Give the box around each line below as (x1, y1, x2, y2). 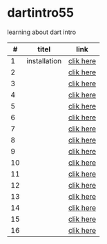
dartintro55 (7, 5, 75, 21)
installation (26, 56, 62, 65)
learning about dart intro (7, 28, 77, 36)
